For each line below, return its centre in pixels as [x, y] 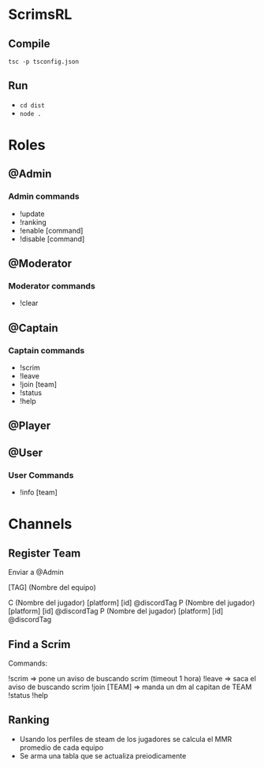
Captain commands [46, 350]
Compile [29, 44]
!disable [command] [52, 239]
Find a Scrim [39, 644]
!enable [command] [51, 230]
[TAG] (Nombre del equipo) [52, 587]
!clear [29, 303]
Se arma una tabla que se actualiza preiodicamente [103, 755]
